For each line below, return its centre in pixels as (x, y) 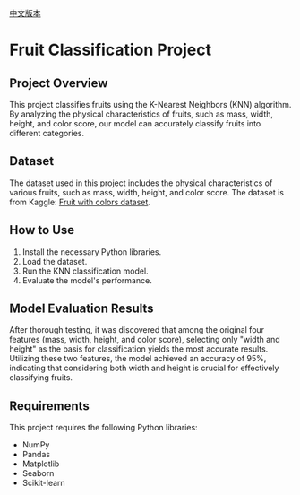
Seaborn (38, 473)
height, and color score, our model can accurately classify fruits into (135, 123)
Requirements (49, 406)
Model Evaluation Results (81, 309)
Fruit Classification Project (111, 50)
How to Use (42, 230)
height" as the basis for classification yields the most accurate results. (139, 349)
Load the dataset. (55, 261)
